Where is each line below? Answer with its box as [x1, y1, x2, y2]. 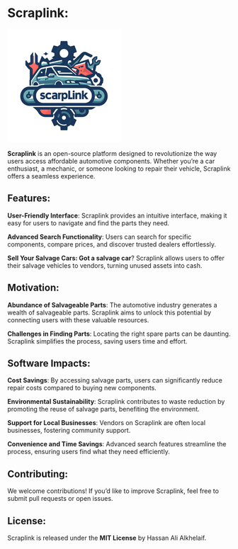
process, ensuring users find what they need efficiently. [7, 448, 170, 456]
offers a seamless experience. [7, 171, 96, 180]
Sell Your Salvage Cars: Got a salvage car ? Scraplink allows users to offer [7, 254, 225, 262]
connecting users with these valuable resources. [7, 315, 149, 324]
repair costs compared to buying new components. [7, 384, 157, 392]
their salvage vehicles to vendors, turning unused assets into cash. [7, 261, 203, 270]
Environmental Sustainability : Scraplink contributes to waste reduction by [7, 397, 225, 406]
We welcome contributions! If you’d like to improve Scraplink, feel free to [7, 487, 220, 495]
